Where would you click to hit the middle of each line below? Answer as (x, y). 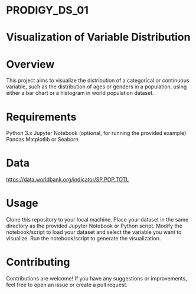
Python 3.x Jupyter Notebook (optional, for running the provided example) (96, 133)
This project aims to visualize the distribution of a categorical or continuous (98, 81)
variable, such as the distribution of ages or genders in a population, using (97, 87)
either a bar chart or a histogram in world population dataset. (80, 93)
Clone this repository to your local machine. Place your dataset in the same (97, 220)
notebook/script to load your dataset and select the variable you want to (94, 232)
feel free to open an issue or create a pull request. (67, 285)
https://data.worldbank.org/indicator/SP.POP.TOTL (68, 180)
